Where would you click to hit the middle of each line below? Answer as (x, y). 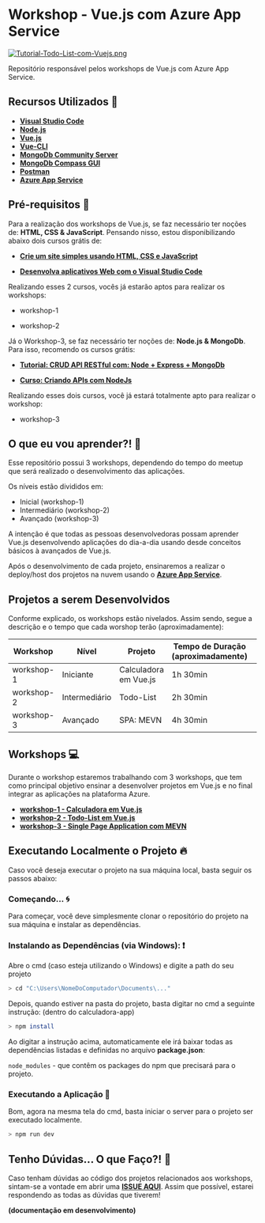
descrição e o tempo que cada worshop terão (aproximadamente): (116, 627)
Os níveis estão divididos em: (56, 487)
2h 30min (189, 698)
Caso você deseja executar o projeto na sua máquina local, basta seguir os (130, 870)
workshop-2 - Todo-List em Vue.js (77, 818)
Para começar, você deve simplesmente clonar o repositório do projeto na (128, 916)
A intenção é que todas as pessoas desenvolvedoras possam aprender (123, 534)
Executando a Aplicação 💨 (59, 1095)
